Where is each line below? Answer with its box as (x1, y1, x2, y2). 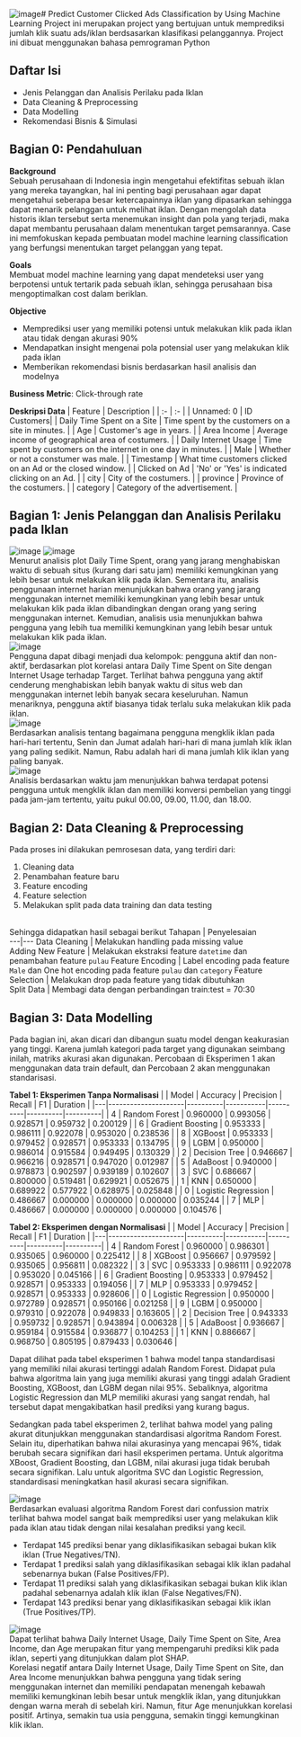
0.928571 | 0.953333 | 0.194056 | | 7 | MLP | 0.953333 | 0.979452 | (9, 1279, 258, 1290)
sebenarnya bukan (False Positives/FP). (22, 1569, 170, 1580)
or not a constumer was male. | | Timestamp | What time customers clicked (9, 453, 288, 464)
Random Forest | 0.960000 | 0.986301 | (122, 1241, 270, 1252)
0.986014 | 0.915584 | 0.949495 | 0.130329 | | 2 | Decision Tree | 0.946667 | (9, 1147, 293, 1158)
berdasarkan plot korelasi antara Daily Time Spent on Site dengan (29, 661, 272, 672)
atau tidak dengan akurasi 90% (22, 333, 139, 343)
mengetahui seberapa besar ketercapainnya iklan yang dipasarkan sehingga (9, 194, 292, 205)
